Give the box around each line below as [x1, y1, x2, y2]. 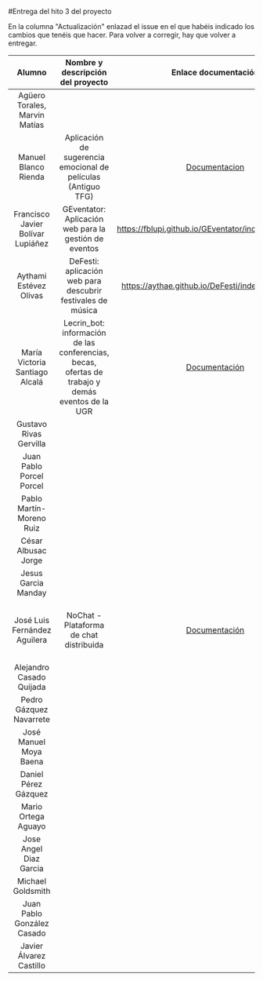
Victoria [17, 357, 46, 367]
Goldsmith [13, 886, 51, 896]
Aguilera [16, 635, 48, 645]
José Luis [14, 615, 49, 625]
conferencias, [59, 347, 110, 358]
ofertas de [65, 367, 103, 377]
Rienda [19, 172, 45, 182]
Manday [16, 588, 47, 598]
